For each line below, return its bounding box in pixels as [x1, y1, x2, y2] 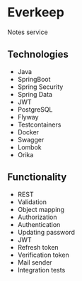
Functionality [7, 171, 67, 184]
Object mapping [17, 205, 65, 213]
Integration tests [17, 265, 66, 274]
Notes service [7, 28, 48, 36]
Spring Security [17, 83, 64, 91]
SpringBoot [17, 75, 51, 83]
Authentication [17, 220, 61, 228]
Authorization [17, 213, 58, 221]
